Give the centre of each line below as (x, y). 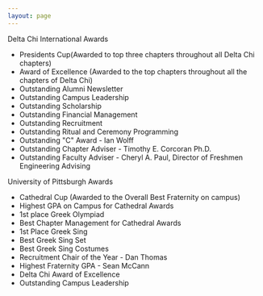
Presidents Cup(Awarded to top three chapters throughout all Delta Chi (137, 54)
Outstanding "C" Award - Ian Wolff (76, 140)
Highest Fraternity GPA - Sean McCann (84, 265)
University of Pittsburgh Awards (61, 181)
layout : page (29, 16)
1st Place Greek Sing (53, 231)
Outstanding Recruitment (61, 123)
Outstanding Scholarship (60, 106)
